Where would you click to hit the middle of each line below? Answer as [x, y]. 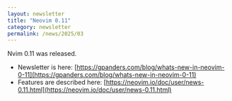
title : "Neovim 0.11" [39, 20]
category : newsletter [39, 27]
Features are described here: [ [62, 83]
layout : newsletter [36, 14]
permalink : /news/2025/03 [45, 34]
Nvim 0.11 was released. [42, 54]
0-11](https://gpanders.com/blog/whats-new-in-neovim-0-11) [107, 75]
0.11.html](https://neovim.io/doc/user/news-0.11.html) [94, 90]
